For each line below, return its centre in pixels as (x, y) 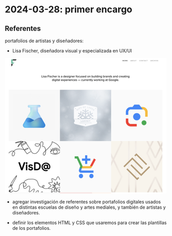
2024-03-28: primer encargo (69, 10)
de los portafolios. (31, 228)
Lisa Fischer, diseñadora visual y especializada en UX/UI (72, 51)
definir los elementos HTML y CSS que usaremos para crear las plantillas (89, 223)
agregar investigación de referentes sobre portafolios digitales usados (87, 202)
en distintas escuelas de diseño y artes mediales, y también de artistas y (89, 207)
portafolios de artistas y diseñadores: (44, 41)
